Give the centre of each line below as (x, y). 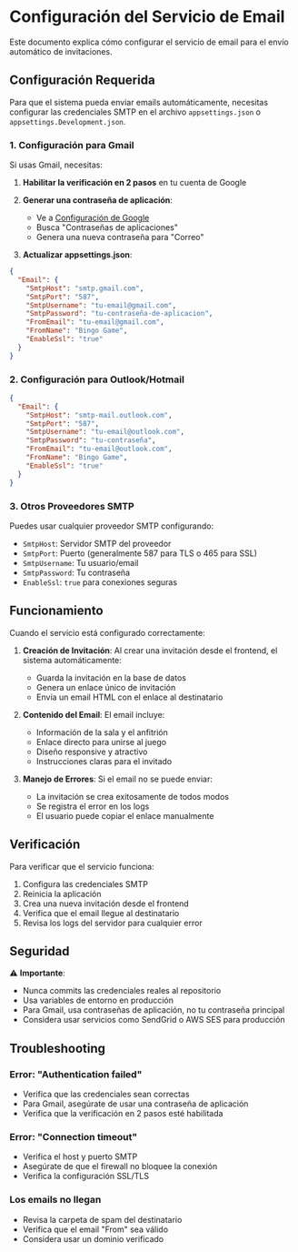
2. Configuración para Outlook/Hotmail (97, 379)
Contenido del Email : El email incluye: (94, 714)
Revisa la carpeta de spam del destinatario (102, 1219)
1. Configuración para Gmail (72, 145)
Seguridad (40, 951)
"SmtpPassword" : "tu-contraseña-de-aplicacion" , (119, 314)
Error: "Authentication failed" (76, 1074)
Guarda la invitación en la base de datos (111, 677)
